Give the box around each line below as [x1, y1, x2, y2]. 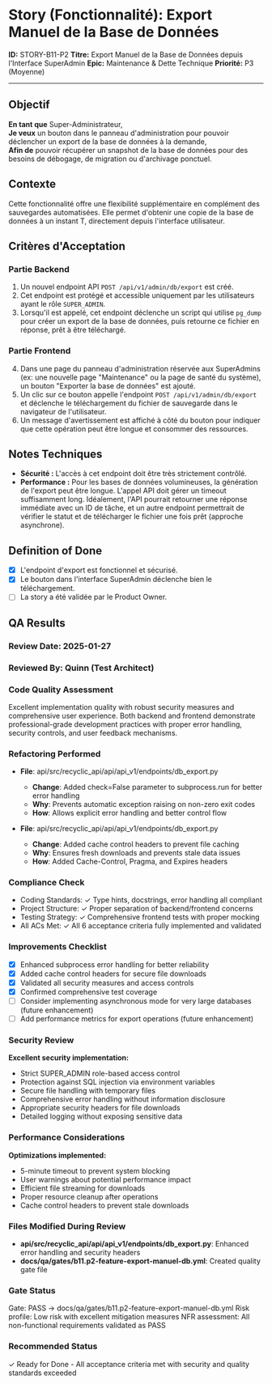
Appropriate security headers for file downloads [19, 1103, 181, 1113]
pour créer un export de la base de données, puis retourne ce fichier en [19, 316, 260, 326]
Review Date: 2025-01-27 [8, 640, 112, 652]
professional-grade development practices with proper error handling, [8, 719, 243, 729]
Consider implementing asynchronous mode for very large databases [19, 996, 253, 1006]
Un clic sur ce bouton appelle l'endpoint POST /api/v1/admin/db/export [19, 389, 257, 399]
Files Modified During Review [8, 1221, 126, 1232]
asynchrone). [19, 520, 65, 530]
